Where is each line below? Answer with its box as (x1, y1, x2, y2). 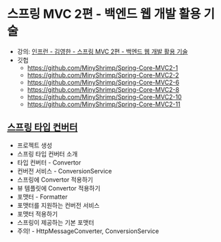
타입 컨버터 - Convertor (16, 158, 81, 167)
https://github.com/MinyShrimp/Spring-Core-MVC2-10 (27, 93, 182, 101)
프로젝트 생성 (16, 141, 53, 149)
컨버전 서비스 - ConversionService (16, 167, 112, 175)
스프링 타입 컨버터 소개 (16, 149, 78, 158)
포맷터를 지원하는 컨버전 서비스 (16, 201, 100, 209)
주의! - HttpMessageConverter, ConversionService (16, 227, 159, 235)
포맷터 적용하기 (16, 210, 58, 218)
